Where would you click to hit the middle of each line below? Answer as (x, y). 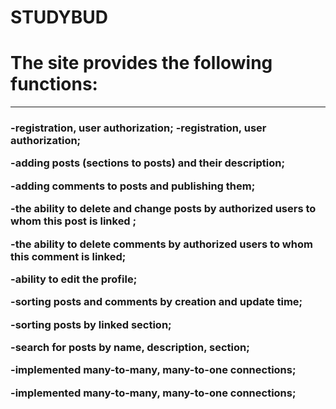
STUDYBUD (59, 17)
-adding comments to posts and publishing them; (133, 186)
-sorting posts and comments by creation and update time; (156, 302)
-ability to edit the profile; (74, 279)
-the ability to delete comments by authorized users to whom (161, 244)
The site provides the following (141, 63)
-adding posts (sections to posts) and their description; (148, 163)
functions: (54, 84)
